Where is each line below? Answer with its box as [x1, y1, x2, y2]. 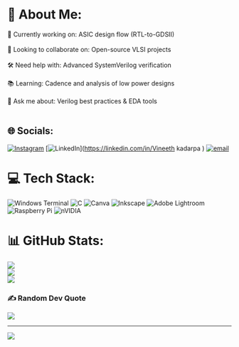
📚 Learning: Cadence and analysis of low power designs [7, 78, 175, 88]
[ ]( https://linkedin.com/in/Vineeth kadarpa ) [45, 144, 205, 152]
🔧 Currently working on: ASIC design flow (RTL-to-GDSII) [7, 30, 175, 38]
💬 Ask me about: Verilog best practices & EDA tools [7, 96, 158, 105]
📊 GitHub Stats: [7, 232, 105, 249]
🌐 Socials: [7, 125, 54, 138]
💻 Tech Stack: [7, 170, 95, 186]
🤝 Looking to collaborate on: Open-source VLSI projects [7, 45, 171, 53]
